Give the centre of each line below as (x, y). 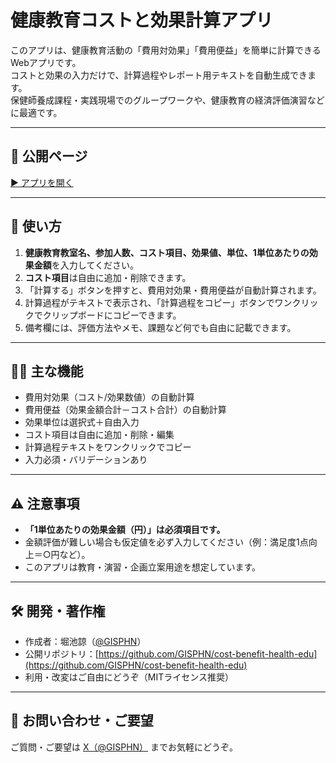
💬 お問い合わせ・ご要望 (82, 721)
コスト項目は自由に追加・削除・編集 (99, 435)
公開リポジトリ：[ (61, 654)
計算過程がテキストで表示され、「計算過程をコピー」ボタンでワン (158, 302)
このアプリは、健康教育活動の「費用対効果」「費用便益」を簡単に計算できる (166, 50)
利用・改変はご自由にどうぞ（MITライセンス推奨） (129, 677)
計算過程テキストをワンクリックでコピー (108, 447)
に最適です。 (36, 112)
